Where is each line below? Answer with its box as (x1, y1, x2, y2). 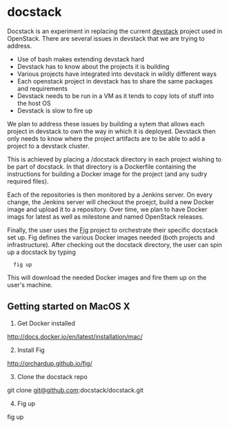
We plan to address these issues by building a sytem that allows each (7, 119, 205, 128)
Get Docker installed (17, 319, 76, 327)
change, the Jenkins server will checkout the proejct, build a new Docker (7, 197, 215, 206)
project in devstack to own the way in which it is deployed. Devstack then (7, 127, 216, 135)
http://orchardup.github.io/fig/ (7, 359, 92, 367)
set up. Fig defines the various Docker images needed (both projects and (7, 233, 215, 242)
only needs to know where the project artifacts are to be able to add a (7, 134, 206, 142)
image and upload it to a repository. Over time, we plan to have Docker (7, 205, 208, 213)
